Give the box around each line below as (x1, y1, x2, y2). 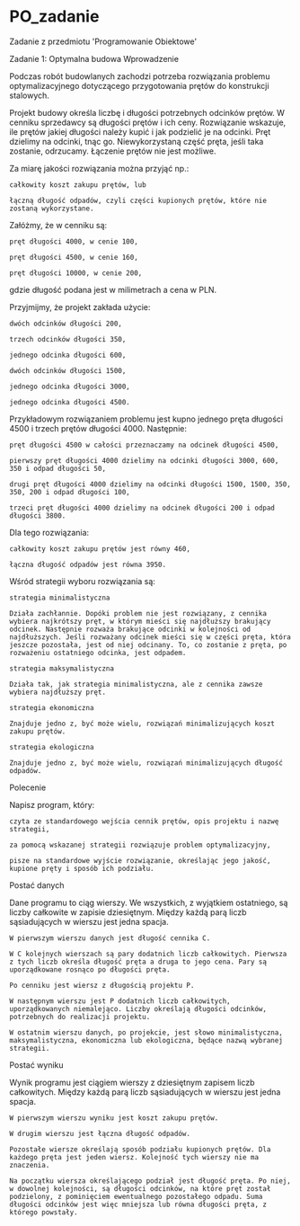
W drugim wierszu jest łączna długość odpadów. (9, 1129, 191, 1138)
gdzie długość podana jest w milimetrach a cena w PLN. (9, 284, 217, 295)
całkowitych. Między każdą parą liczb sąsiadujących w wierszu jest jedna (9, 1086, 281, 1097)
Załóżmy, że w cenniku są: (9, 219, 108, 230)
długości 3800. (9, 511, 66, 520)
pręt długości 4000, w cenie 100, (9, 236, 139, 246)
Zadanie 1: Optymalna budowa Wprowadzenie (9, 53, 180, 64)
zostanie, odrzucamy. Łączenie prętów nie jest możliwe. (9, 146, 216, 156)
